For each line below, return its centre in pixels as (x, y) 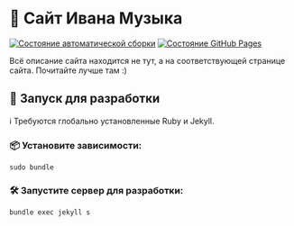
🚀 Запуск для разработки (85, 99)
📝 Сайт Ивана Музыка (96, 18)
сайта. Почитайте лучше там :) (69, 70)
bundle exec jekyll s (50, 212)
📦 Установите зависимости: (76, 145)
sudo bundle (32, 167)
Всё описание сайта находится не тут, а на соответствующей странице (147, 60)
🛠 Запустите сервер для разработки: (96, 190)
